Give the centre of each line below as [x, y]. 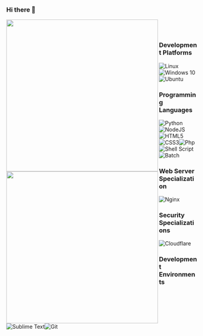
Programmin [178, 95]
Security [172, 215]
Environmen [177, 275]
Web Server [177, 171]
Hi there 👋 [21, 10]
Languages [176, 110]
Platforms [177, 53]
